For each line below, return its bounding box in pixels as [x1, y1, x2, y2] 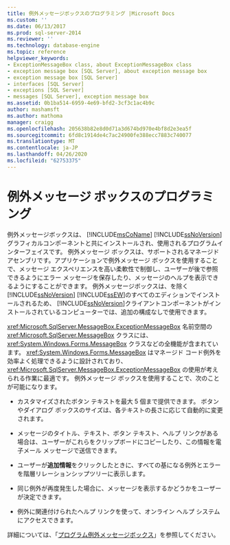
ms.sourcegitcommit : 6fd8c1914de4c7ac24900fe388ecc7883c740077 [7, 131, 192, 138]
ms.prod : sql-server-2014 [7, 29, 81, 36]
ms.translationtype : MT [7, 138, 76, 145]
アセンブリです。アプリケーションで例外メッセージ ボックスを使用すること [7, 256, 218, 264]
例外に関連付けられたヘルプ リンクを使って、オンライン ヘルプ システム [16, 507, 220, 515]
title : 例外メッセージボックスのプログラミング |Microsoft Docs [7, 10, 175, 17]
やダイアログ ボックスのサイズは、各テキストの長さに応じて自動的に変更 [16, 405, 223, 414]
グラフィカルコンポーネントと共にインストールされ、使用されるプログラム [7, 239, 218, 247]
